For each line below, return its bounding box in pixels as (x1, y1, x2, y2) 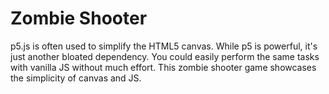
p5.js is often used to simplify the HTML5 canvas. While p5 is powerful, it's (10, 40, 318, 52)
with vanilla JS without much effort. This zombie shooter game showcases (10, 61, 317, 73)
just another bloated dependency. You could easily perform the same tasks (10, 50, 320, 62)
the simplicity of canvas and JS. (10, 72, 142, 84)
